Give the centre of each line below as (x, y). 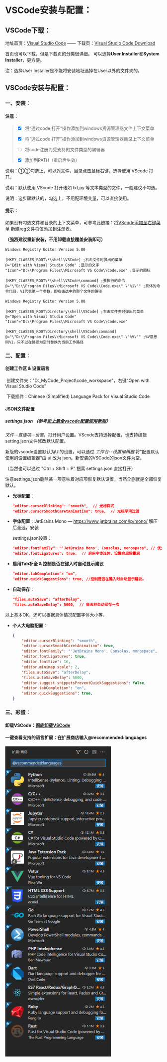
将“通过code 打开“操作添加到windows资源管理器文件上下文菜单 (89, 128)
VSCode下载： (28, 30)
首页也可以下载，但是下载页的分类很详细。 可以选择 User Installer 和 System (83, 54)
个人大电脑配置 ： (30, 625)
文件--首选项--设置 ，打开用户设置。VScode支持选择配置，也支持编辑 (76, 434)
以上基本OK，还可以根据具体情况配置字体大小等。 (56, 615)
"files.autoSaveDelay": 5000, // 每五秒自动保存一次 (66, 605)
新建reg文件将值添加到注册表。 (42, 229)
